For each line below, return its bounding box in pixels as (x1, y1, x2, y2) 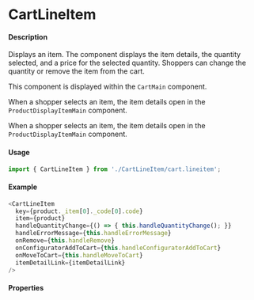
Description (8, 32, 48, 41)
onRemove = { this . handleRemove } (15, 237, 115, 245)
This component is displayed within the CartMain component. (8, 82, 207, 92)
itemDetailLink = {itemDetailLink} (15, 259, 126, 267)
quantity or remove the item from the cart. (8, 66, 145, 76)
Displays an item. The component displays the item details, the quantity (8, 50, 241, 59)
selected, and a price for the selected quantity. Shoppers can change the (8, 58, 247, 68)
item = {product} (15, 215, 66, 222)
